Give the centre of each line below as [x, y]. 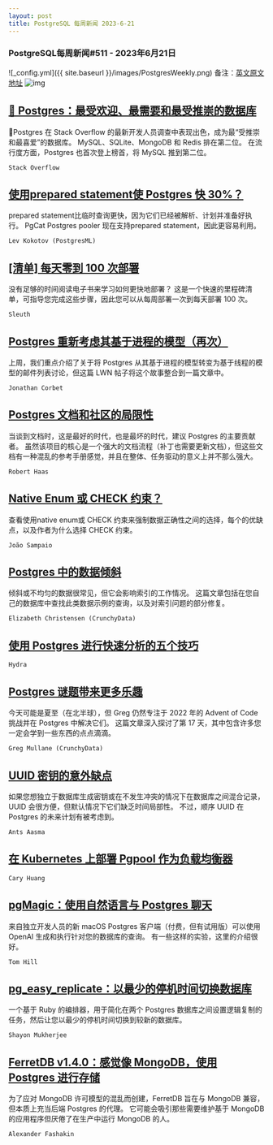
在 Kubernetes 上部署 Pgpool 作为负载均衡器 [121, 859]
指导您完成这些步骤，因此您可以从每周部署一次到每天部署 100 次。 [141, 299]
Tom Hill [23, 962]
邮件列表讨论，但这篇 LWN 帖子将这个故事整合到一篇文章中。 [126, 373]
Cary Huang [27, 878]
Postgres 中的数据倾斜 [65, 572]
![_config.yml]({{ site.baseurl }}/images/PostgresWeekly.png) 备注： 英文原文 [136, 72]
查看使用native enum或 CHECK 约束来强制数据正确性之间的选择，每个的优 [132, 520]
